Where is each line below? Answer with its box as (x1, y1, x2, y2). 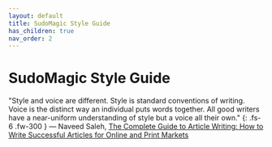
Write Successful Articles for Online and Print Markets (8, 130, 189, 140)
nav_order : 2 (8, 34, 53, 43)
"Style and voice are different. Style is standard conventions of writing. (8, 96, 245, 106)
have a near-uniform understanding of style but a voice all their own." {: (8, 113, 248, 123)
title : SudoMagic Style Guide (8, 19, 111, 27)
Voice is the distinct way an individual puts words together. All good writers (8, 104, 260, 114)
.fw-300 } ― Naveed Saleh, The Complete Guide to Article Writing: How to (15, 122, 264, 132)
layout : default (8, 11, 63, 20)
